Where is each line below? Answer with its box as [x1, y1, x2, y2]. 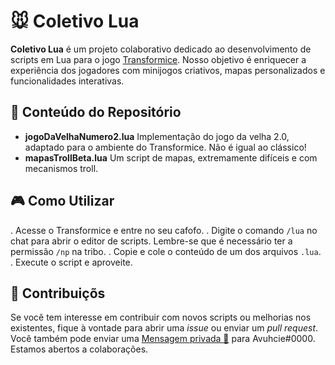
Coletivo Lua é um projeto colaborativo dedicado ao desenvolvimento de [10, 43, 312, 55]
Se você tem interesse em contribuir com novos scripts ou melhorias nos [10, 311, 312, 324]
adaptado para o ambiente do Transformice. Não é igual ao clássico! [24, 141, 307, 153]
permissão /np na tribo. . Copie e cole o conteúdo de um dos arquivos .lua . [10, 245, 322, 257]
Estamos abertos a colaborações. [10, 343, 149, 355]
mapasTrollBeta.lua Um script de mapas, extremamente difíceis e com [24, 151, 318, 164]
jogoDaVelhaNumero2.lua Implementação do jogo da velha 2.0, [24, 130, 290, 142]
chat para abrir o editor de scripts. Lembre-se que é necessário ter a [10, 235, 293, 247]
